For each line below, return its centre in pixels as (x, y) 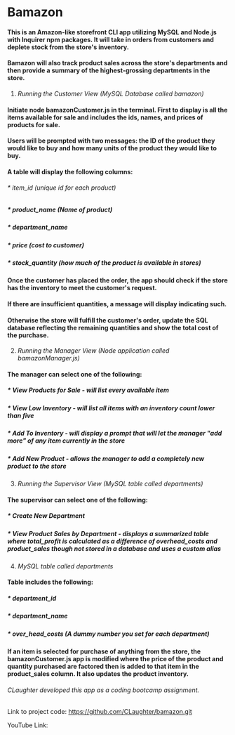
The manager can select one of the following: (75, 374)
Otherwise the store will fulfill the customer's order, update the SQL (108, 320)
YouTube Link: (28, 725)
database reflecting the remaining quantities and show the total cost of (113, 327)
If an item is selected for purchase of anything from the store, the (104, 651)
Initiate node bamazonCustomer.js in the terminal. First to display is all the (117, 110)
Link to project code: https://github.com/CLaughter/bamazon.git (100, 712)
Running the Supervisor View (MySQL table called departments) (110, 483)
